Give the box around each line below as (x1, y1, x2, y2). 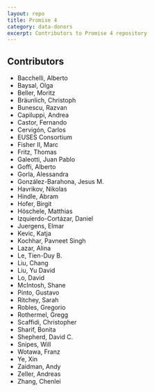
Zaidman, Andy (17, 363, 61, 371)
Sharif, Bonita (17, 325, 56, 334)
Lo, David (17, 274, 45, 282)
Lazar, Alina (17, 244, 51, 253)
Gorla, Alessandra (17, 170, 69, 178)
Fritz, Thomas (17, 148, 57, 157)
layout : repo (7, 10, 45, 17)
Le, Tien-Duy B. (17, 251, 62, 260)
